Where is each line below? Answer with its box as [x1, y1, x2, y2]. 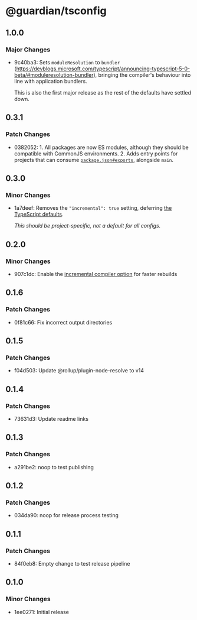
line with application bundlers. [14, 77, 87, 85]
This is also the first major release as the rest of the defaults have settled [14, 89, 191, 96]
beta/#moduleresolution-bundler [14, 71, 94, 78]
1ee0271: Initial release [14, 608, 69, 615]
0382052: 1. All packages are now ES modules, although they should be [14, 144, 189, 151]
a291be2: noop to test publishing [14, 463, 94, 470]
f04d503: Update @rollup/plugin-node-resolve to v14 [14, 367, 145, 374]
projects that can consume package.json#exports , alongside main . [14, 156, 174, 163]
